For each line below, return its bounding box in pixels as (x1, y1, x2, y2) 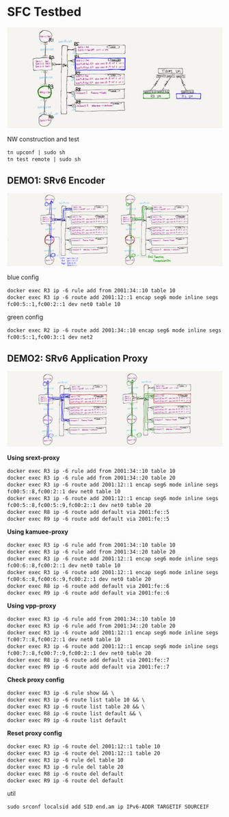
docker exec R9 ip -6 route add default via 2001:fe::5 (7, 516, 170, 523)
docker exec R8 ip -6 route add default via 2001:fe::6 (7, 583, 170, 590)
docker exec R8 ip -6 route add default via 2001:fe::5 (7, 509, 170, 516)
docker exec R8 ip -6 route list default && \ (7, 710, 142, 717)
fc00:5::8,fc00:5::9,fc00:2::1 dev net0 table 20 (7, 502, 152, 509)
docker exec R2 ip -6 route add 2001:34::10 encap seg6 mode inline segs (7, 327, 222, 334)
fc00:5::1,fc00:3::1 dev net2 (7, 334, 94, 341)
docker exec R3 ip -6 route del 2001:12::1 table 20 (7, 750, 161, 757)
